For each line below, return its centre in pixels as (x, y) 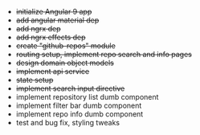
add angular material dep (57, 20)
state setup (35, 80)
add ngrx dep (38, 29)
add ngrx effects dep (51, 37)
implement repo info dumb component (80, 114)
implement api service (53, 71)
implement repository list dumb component (87, 97)
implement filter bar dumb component (79, 105)
